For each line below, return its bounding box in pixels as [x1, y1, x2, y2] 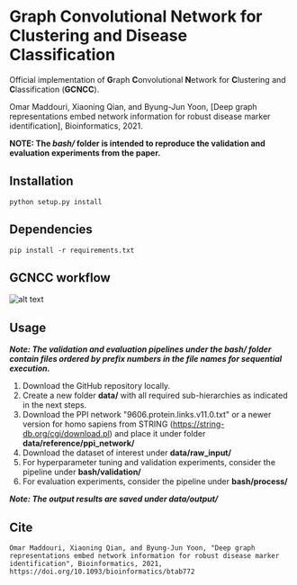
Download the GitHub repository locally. [22, 381, 171, 391]
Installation [9, 174, 74, 189]
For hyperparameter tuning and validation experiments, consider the [22, 457, 276, 468]
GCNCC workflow [9, 270, 111, 285]
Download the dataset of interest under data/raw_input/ [22, 447, 232, 458]
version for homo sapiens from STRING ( [22, 418, 174, 429]
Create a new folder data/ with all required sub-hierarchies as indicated [22, 390, 288, 401]
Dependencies [9, 222, 93, 238]
